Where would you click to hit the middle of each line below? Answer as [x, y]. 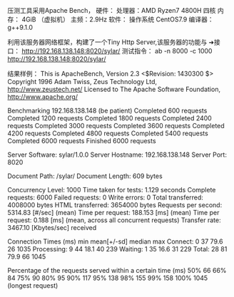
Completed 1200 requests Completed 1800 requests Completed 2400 [110, 118]
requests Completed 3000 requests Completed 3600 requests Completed [116, 126]
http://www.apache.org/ [43, 97]
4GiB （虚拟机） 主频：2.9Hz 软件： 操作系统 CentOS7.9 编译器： [117, 19]
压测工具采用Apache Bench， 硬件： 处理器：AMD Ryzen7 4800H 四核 [112, 10]
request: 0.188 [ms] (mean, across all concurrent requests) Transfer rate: [114, 220]
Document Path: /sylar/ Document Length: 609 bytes [85, 176]
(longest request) [33, 286]
